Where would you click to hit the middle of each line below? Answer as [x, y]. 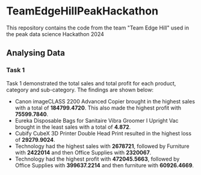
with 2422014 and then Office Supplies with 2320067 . [83, 152]
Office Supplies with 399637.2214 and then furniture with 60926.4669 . [104, 165]
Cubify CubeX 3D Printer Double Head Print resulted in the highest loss [103, 133]
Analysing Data [36, 53]
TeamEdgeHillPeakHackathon [82, 11]
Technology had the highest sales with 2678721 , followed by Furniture [102, 146]
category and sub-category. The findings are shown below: [80, 90]
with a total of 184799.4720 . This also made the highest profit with [98, 108]
